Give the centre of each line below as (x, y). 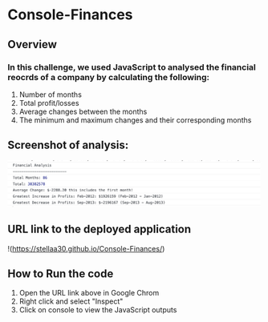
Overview (32, 44)
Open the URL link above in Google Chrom (89, 293)
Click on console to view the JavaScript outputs (98, 310)
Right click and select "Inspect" (71, 301)
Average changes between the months (83, 111)
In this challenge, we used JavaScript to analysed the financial (132, 67)
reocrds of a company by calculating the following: (109, 77)
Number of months (50, 95)
